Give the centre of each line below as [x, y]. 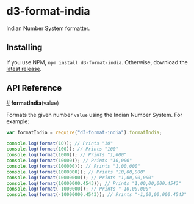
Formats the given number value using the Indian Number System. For [95, 115]
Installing [24, 47]
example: [18, 121]
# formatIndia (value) [33, 103]
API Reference [34, 88]
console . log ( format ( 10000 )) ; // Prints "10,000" [69, 161]
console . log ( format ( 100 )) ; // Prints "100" [63, 149]
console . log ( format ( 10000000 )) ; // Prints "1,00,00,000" [80, 178]
